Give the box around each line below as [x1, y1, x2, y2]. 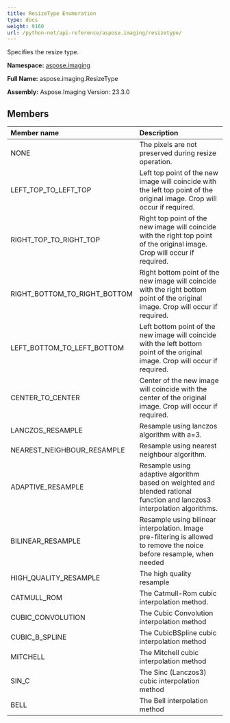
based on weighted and [139, 478, 216, 487]
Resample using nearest [139, 441, 217, 450]
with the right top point [139, 231, 213, 240]
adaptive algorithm [139, 470, 200, 479]
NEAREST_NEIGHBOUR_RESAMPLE [10, 446, 125, 455]
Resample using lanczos [139, 422, 218, 431]
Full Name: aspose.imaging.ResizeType [7, 75, 118, 83]
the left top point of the [139, 185, 214, 195]
